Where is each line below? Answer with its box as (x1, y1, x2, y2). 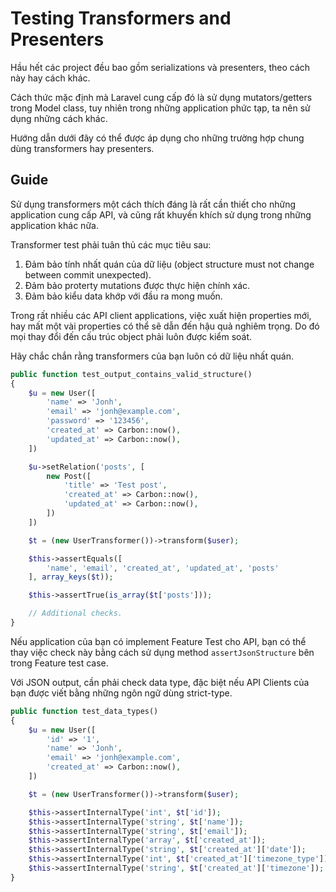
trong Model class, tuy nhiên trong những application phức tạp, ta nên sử (10, 102, 311, 114)
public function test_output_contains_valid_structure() (10, 369, 253, 379)
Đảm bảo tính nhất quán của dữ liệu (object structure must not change (24, 258, 315, 270)
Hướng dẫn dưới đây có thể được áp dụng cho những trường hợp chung (10, 132, 305, 144)
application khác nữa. (10, 219, 99, 231)
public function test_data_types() (10, 706, 159, 716)
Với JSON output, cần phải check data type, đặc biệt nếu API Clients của (10, 676, 310, 688)
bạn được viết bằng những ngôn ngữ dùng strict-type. (10, 687, 233, 699)
